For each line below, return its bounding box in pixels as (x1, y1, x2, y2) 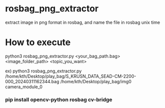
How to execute (5, 37, 71, 48)
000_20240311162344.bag (5, 78, 59, 84)
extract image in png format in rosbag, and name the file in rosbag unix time (5, 19, 160, 25)
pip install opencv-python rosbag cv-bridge (5, 96, 112, 103)
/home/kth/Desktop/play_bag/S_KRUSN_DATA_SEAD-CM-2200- (5, 73, 136, 79)
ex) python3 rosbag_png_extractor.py (5, 68, 82, 74)
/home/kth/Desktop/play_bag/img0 (60, 78, 132, 84)
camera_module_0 (5, 84, 43, 90)
